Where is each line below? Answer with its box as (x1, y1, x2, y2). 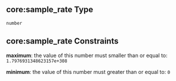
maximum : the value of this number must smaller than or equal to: (6, 52, 168, 59)
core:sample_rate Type (6, 5, 94, 15)
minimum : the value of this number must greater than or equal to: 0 (6, 68, 171, 75)
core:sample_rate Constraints (6, 36, 119, 46)
